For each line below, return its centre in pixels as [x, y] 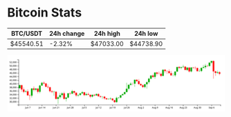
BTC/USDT [27, 34]
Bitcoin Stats [45, 13]
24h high [107, 34]
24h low [146, 34]
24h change [67, 34]
